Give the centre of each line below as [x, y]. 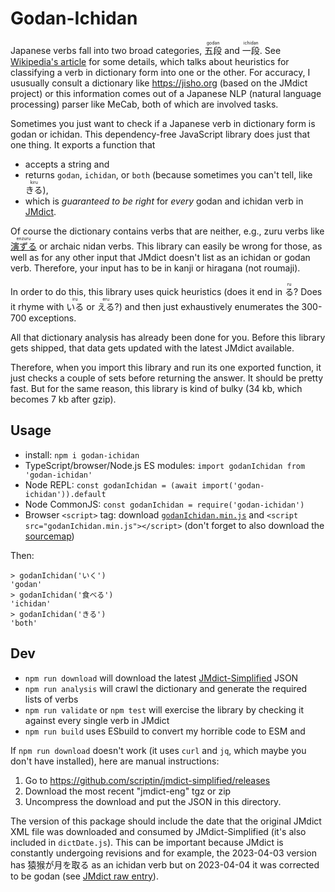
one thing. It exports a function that [83, 144]
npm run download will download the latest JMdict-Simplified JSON [161, 678]
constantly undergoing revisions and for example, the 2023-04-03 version [164, 853]
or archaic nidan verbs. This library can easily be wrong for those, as [180, 246]
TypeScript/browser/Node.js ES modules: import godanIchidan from [165, 465]
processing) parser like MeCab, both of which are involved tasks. [144, 104]
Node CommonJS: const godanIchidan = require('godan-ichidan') [164, 504]
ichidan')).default [65, 494]
